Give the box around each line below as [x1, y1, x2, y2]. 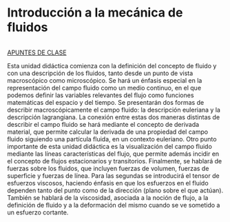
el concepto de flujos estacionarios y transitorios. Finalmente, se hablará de [7, 157, 222, 165]
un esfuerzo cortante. [7, 208, 69, 216]
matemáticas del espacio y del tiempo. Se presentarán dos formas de [7, 98, 205, 106]
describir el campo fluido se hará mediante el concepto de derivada [7, 120, 200, 128]
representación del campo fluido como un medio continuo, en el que [7, 83, 202, 92]
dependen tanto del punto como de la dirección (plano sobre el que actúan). [7, 186, 224, 194]
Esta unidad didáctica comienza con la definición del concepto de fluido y [7, 61, 217, 70]
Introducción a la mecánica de [7, 5, 183, 21]
